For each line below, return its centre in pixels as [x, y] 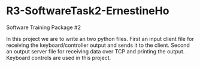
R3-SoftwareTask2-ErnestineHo [88, 11]
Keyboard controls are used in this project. [59, 58]
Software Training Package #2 [43, 27]
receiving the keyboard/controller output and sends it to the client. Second [98, 45]
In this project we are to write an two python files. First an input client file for [100, 39]
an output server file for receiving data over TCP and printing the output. [96, 51]
